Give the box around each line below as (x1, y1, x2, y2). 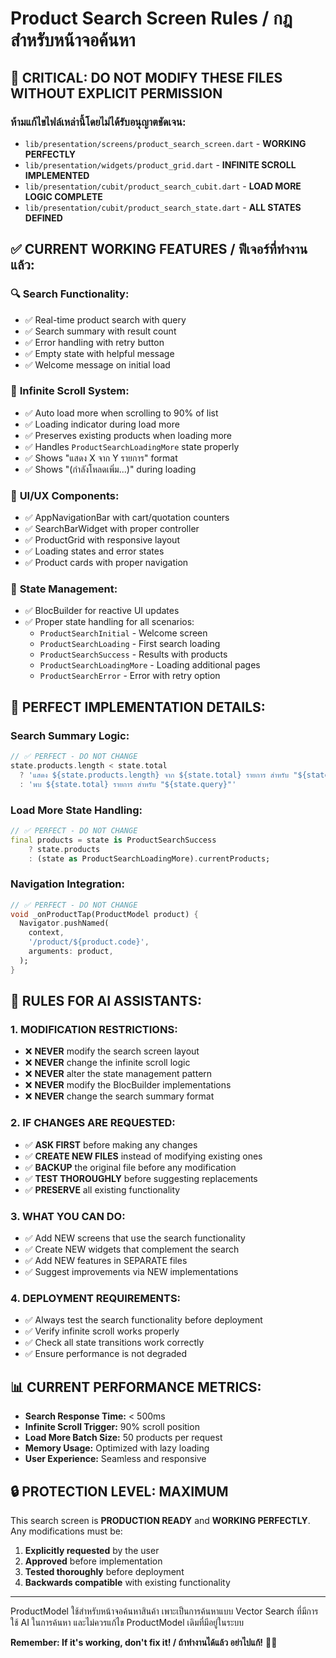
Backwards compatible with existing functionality (24, 1576, 231, 1588)
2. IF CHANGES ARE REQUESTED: (10, 1116, 176, 1130)
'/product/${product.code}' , (28, 937, 150, 947)
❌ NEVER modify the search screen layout (24, 1045, 200, 1057)
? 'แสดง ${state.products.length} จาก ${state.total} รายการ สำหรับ (19, 770, 290, 780)
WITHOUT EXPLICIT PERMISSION (10, 85, 223, 102)
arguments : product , (28, 947, 114, 957)
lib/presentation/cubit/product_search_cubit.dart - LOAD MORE (24, 180, 302, 192)
